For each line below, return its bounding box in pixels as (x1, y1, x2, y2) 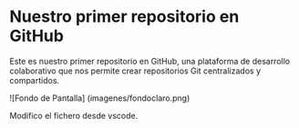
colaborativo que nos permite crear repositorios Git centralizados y (9, 65, 262, 76)
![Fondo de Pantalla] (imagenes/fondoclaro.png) (9, 93, 191, 103)
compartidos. (9, 74, 60, 85)
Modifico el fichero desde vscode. (9, 110, 139, 121)
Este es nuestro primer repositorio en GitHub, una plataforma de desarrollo (9, 55, 290, 66)
